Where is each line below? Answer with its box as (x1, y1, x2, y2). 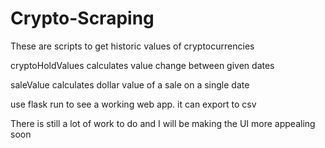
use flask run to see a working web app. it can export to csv (10, 98, 257, 110)
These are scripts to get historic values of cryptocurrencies (10, 40, 255, 52)
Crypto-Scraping (10, 7, 155, 30)
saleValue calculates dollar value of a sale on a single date (10, 78, 250, 91)
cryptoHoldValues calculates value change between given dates (10, 59, 275, 71)
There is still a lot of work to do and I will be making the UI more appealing (10, 117, 316, 129)
